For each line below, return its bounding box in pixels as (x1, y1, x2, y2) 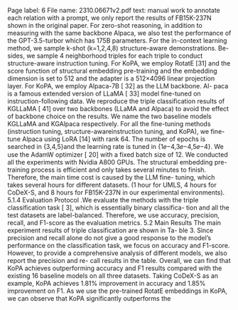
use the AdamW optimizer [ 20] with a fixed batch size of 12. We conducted (7, 150, 229, 159)
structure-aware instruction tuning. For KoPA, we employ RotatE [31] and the (7, 59, 231, 67)
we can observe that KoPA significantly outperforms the (7, 294, 171, 302)
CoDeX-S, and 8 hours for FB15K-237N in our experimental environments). (7, 188, 225, 197)
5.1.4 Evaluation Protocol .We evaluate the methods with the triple (7, 196, 199, 204)
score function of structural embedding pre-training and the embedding (7, 67, 217, 75)
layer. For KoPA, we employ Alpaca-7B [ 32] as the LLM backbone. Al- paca (7, 82, 229, 90)
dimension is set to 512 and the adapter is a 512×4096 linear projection (7, 74, 215, 83)
